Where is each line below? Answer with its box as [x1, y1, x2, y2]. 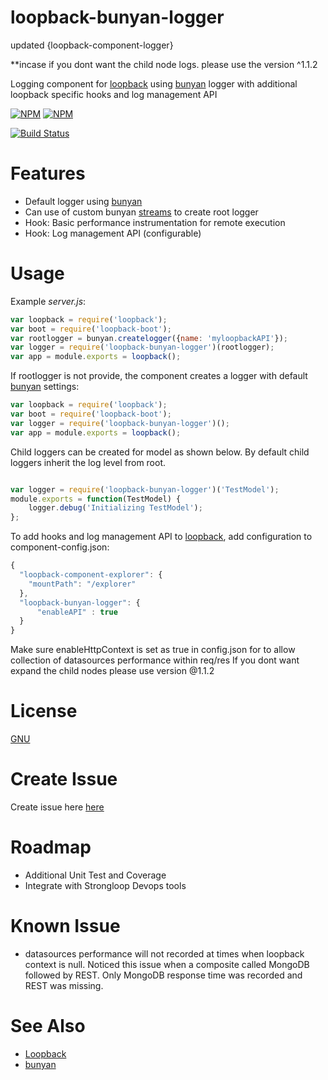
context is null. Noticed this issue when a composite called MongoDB [24, 958, 310, 970]
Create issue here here [10, 801, 105, 813]
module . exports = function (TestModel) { [10, 494, 182, 504]
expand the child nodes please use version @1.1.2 [10, 665, 215, 677]
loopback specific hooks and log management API [10, 88, 218, 100]
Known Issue [10, 915, 121, 938]
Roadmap [10, 836, 92, 859]
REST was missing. [24, 979, 104, 991]
